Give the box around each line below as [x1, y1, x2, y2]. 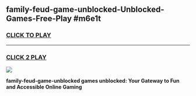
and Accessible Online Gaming [6, 83, 82, 90]
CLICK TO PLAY [6, 31, 51, 40]
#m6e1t [73, 14, 101, 24]
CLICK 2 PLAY [6, 53, 47, 61]
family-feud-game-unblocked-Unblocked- [6, 5, 164, 15]
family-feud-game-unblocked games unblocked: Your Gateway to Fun [6, 77, 180, 84]
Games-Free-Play [6, 14, 72, 24]
